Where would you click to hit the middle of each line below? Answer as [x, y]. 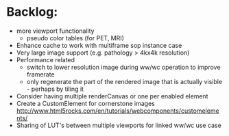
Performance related [46, 59]
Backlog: [32, 12]
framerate [41, 74]
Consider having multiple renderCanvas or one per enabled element [112, 96]
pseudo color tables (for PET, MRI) [75, 38]
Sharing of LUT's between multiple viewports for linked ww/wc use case [119, 125]
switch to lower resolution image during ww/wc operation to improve [123, 67]
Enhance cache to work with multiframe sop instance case [99, 45]
